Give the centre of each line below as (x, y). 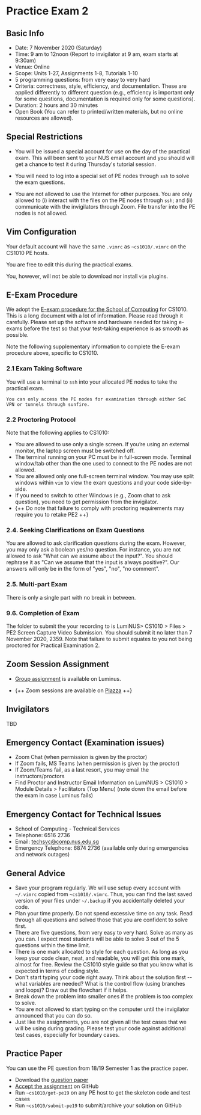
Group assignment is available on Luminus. (68, 678)
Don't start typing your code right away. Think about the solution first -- (103, 977)
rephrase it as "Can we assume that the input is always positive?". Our (93, 562)
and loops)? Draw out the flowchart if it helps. (71, 990)
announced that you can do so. (53, 1015)
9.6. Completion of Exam (43, 613)
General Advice (36, 873)
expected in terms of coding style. (57, 971)
